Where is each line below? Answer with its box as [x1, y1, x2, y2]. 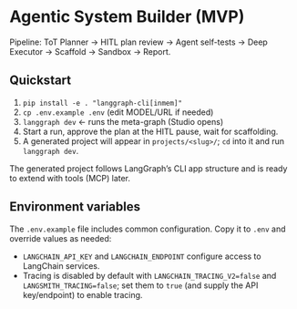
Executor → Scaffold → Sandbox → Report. [9, 46, 171, 57]
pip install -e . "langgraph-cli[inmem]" [22, 98, 182, 108]
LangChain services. [22, 260, 100, 271]
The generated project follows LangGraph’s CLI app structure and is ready [9, 162, 288, 174]
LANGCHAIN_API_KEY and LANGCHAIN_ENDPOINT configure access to [22, 251, 261, 262]
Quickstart [9, 73, 72, 88]
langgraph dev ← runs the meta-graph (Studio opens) [22, 116, 224, 127]
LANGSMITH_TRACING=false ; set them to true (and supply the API [22, 280, 259, 291]
